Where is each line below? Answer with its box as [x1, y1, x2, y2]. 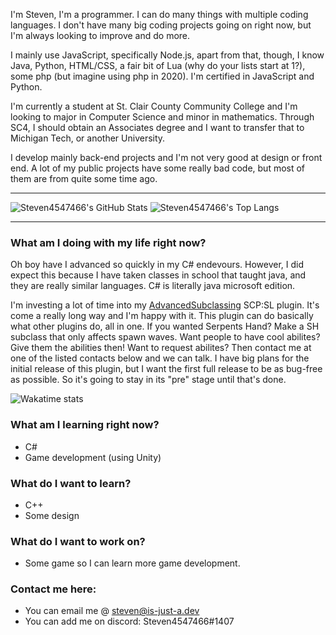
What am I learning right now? [10, 418, 160, 432]
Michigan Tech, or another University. [10, 132, 166, 144]
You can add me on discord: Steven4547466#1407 [24, 615, 235, 628]
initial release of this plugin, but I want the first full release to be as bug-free [10, 363, 323, 375]
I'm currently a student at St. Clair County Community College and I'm [10, 100, 298, 112]
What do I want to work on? [10, 534, 146, 548]
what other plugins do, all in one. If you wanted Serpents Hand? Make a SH [10, 320, 320, 333]
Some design [24, 509, 80, 521]
